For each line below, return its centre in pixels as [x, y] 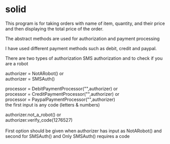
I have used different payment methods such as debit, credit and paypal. [81, 48]
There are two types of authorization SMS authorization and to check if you [84, 58]
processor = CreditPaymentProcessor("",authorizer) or [62, 94]
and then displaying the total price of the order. [55, 28]
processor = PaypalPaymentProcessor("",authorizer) [60, 99]
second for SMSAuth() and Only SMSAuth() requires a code [67, 136]
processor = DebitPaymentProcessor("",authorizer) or [62, 88]
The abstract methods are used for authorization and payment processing [82, 39]
